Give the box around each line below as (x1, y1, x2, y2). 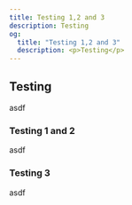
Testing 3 (9, 167, 50, 179)
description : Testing (9, 21, 89, 30)
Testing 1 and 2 (9, 124, 75, 137)
